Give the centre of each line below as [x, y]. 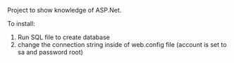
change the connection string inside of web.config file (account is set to [122, 44]
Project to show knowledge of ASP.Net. [64, 10]
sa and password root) [50, 52]
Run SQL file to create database [64, 37]
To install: [21, 23]
